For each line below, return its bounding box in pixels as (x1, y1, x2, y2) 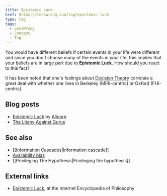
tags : (5, 21, 17, 27)
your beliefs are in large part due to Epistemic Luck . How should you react (5, 60, 160, 66)
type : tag (5, 17, 26, 22)
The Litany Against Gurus (12, 119, 65, 125)
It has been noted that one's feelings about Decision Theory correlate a (5, 75, 153, 81)
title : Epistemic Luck (5, 7, 53, 13)
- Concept (10, 31, 30, 36)
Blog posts (5, 100, 39, 109)
